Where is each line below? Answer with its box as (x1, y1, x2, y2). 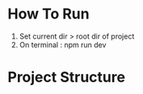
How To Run (7, 5, 90, 23)
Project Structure (7, 68, 126, 87)
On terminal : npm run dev (19, 39, 107, 49)
